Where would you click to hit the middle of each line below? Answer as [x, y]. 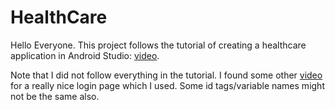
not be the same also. [55, 96]
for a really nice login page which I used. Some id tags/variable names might [167, 85]
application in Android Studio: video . [85, 55]
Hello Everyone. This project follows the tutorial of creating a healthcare [158, 45]
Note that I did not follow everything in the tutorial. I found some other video [166, 75]
